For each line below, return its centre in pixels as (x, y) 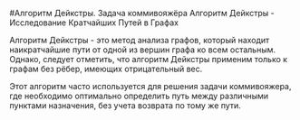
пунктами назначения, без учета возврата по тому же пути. (126, 106)
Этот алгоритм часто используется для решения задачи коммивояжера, (150, 86)
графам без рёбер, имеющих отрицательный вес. (106, 69)
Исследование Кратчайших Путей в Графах (94, 23)
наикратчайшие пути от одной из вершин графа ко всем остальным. (143, 50)
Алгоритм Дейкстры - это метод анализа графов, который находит (140, 40)
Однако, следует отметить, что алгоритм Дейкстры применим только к (149, 59)
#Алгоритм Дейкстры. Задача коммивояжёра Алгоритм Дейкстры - (142, 13)
